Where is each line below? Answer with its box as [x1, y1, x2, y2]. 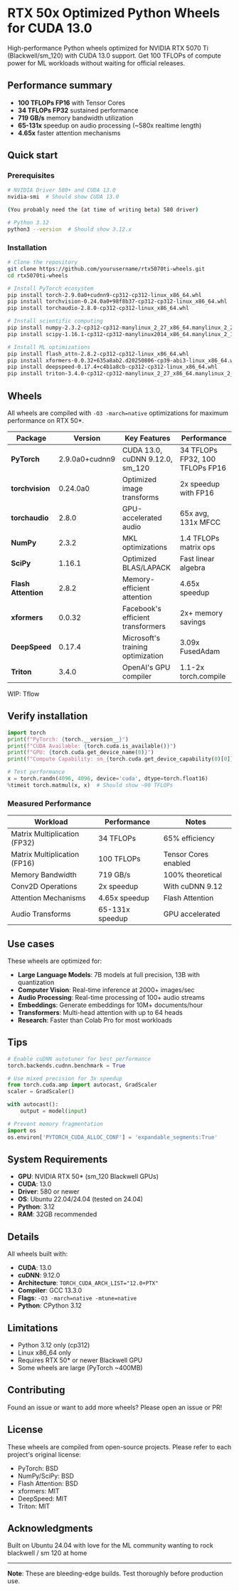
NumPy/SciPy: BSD [17, 1471, 75, 1480]
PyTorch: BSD [17, 1464, 59, 1472]
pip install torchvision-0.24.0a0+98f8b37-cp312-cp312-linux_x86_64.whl [7, 298, 228, 306]
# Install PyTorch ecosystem [7, 285, 94, 292]
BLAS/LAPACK [122, 563, 171, 573]
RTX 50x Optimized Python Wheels [7, 5, 221, 21]
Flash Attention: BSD [17, 1479, 78, 1488]
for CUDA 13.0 [7, 20, 92, 36]
